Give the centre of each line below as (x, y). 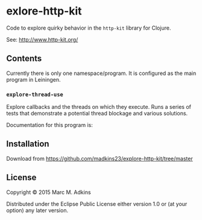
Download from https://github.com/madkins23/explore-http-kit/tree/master (99, 158)
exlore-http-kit (44, 11)
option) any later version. (37, 210)
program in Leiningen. (33, 79)
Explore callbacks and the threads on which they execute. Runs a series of (99, 107)
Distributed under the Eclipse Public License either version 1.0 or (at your (97, 204)
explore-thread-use (35, 94)
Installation (28, 144)
